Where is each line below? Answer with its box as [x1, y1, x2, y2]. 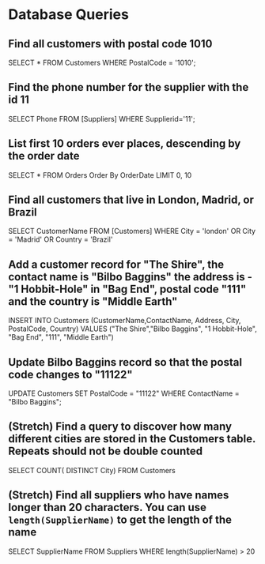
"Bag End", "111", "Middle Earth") [8, 333, 115, 342]
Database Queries [8, 6, 129, 24]
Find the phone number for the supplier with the [8, 81, 249, 94]
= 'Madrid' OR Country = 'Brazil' [8, 235, 113, 244]
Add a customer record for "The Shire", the [8, 258, 225, 271]
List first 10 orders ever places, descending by [8, 137, 241, 151]
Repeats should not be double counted [8, 445, 203, 458]
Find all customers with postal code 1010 [8, 37, 213, 51]
